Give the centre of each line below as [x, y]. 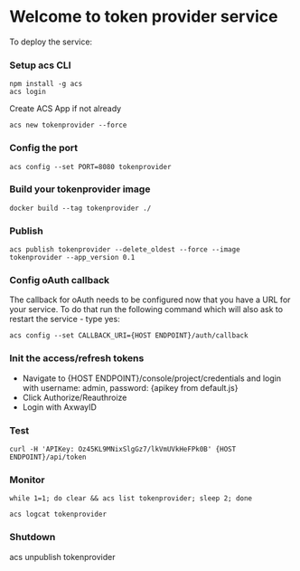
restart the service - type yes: [65, 319]
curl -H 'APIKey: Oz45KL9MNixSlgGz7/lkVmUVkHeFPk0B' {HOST [123, 450]
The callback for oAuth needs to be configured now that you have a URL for [150, 300]
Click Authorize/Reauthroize [75, 397]
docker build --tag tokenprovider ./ [80, 208]
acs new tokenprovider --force [68, 125]
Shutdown [33, 538]
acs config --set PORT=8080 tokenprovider [90, 167]
